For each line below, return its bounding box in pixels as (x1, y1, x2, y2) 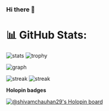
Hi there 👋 (6, 5, 36, 14)
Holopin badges (6, 86, 46, 94)
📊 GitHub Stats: (6, 28, 88, 42)
